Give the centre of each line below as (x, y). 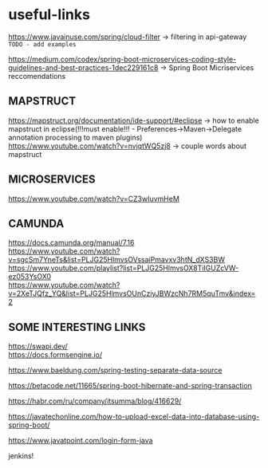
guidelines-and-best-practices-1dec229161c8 (83, 67)
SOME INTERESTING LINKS (77, 327)
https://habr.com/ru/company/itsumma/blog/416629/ (95, 401)
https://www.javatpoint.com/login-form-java (81, 441)
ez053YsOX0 (30, 277)
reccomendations (37, 76)
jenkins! (21, 456)
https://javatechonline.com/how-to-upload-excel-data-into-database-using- (134, 417)
